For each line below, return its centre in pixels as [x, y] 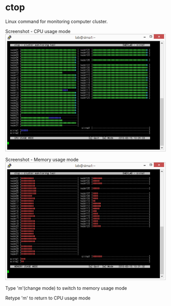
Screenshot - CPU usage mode [38, 31]
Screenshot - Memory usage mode [42, 160]
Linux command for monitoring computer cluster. [56, 21]
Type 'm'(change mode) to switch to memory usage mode [66, 288]
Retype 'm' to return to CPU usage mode [48, 298]
